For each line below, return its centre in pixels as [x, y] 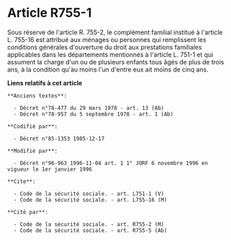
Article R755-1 [50, 13]
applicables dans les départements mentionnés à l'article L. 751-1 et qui [110, 55]
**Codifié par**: [33, 126]
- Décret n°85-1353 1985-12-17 [59, 139]
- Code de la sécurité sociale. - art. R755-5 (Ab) [91, 230]
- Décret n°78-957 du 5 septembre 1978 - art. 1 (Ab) [93, 114]
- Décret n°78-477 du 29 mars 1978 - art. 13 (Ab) [89, 108]
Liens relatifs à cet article [45, 83]
